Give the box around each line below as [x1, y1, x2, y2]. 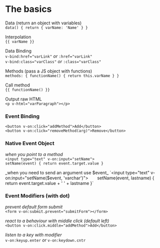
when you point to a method [5, 151, 63, 157]
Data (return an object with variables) [5, 20, 82, 26]
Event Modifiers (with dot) [5, 192, 70, 199]
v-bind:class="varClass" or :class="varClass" [5, 58, 101, 64]
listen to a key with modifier [5, 232, 62, 238]
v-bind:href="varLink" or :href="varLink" [5, 53, 93, 59]
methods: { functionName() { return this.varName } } [5, 73, 120, 78]
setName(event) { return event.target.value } [5, 161, 104, 166]
